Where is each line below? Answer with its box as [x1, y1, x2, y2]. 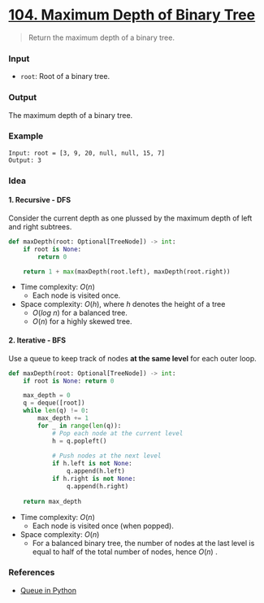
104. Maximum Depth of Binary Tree [8, 6, 256, 24]
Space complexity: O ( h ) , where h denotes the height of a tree [19, 299, 226, 309]
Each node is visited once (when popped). [32, 521, 175, 531]
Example [8, 130, 44, 142]
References [8, 567, 55, 579]
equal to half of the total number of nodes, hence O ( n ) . [32, 547, 218, 557]
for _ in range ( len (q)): [37, 422, 122, 430]
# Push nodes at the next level [51, 452, 162, 461]
